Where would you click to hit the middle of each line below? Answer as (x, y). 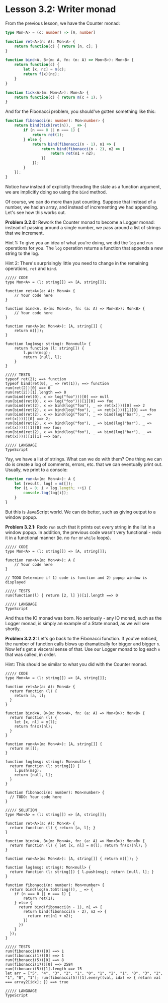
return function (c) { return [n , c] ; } (56, 46)
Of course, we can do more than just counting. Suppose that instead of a (80, 202)
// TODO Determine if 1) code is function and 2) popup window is (76, 578)
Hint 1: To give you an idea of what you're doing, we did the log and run (79, 242)
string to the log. (22, 253)
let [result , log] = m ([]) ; (44, 484)
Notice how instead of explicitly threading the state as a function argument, (83, 186)
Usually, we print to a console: (36, 470)
